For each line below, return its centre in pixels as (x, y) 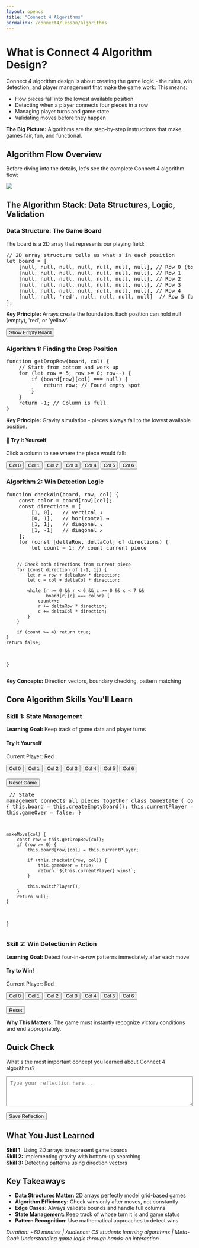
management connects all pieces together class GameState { (95, 800)
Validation (25, 214)
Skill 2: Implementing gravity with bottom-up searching (73, 1156)
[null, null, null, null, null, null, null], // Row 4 (100, 291)
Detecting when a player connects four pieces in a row (81, 105)
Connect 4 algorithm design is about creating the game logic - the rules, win (99, 81)
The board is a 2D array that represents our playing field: (76, 243)
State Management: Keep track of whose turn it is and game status (97, 1214)
